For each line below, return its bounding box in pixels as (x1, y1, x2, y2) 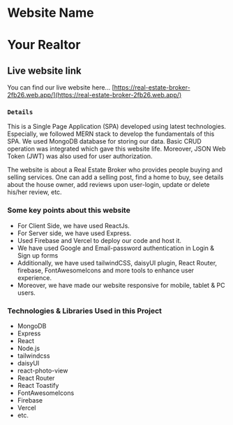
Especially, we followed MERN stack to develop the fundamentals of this (7, 130, 215, 138)
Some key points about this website (7, 205, 130, 215)
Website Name (7, 5, 94, 21)
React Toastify (17, 382, 59, 390)
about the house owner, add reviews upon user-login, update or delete (7, 181, 211, 189)
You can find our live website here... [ (7, 83, 114, 92)
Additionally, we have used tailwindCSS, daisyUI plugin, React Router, (17, 258, 218, 267)
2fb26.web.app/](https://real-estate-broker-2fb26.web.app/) (7, 91, 182, 99)
